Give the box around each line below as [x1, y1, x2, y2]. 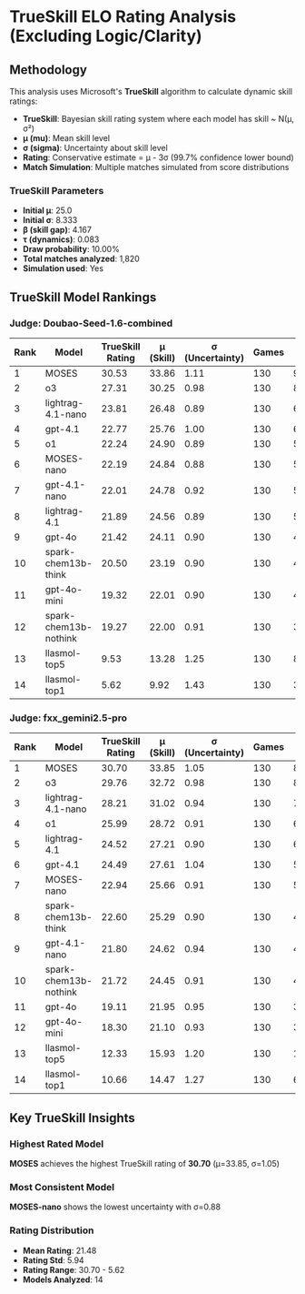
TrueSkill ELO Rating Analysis [9, 6, 237, 27]
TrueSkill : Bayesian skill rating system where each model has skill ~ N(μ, [22, 114, 295, 124]
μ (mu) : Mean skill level [22, 133, 111, 143]
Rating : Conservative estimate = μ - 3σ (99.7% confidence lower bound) [22, 152, 295, 163]
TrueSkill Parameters [9, 184, 104, 197]
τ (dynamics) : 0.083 [22, 234, 100, 245]
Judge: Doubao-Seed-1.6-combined [9, 317, 173, 329]
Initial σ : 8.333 [22, 215, 78, 226]
